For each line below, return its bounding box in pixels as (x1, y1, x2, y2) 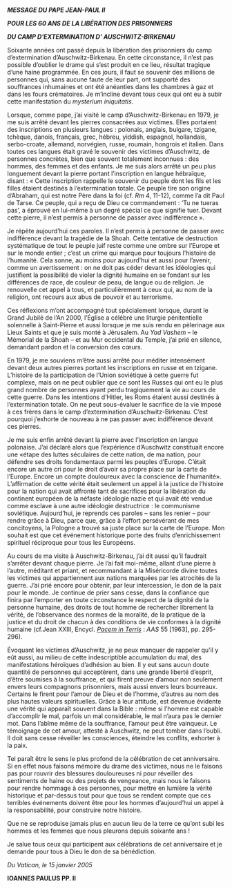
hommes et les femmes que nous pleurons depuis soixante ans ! (7, 827, 191, 835)
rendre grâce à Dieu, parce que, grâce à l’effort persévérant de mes (7, 517, 200, 524)
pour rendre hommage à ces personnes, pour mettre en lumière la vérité (7, 784, 213, 792)
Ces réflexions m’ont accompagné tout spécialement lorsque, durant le (7, 307, 209, 314)
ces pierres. (7, 423, 41, 430)
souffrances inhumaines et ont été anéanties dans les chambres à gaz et (7, 83, 214, 90)
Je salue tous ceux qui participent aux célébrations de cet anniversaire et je (7, 840, 222, 848)
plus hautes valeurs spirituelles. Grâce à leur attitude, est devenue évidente (7, 697, 222, 705)
